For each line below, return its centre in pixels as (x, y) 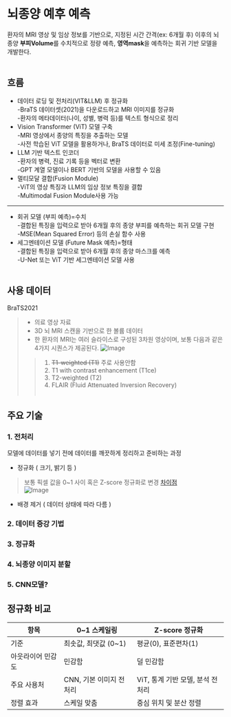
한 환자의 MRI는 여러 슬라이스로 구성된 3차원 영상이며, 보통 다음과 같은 (129, 339)
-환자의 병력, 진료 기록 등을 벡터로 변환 (69, 161)
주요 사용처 (27, 685)
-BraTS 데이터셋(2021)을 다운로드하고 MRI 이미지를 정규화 (96, 109)
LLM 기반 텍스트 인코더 (48, 152)
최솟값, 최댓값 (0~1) (95, 643)
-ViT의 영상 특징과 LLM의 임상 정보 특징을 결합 (80, 187)
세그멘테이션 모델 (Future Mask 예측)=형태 (75, 242)
